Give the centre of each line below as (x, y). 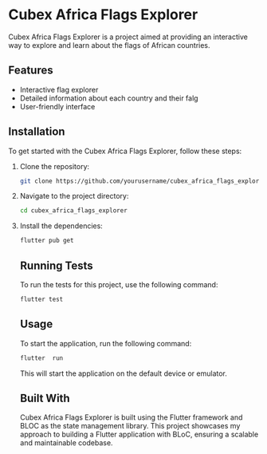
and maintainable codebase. (66, 443)
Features (31, 71)
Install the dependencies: (61, 226)
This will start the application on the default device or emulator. (123, 373)
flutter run (41, 358)
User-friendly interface (57, 106)
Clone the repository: (55, 166)
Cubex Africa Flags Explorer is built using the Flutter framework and (131, 417)
